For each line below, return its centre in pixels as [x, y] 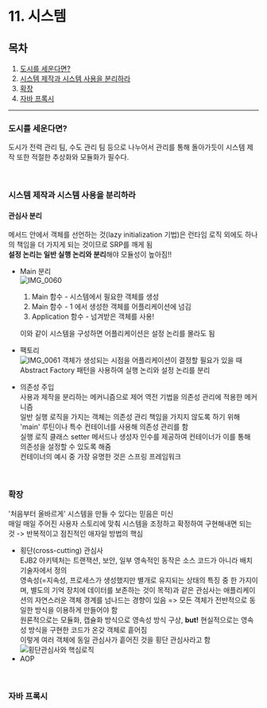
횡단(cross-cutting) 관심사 [61, 550]
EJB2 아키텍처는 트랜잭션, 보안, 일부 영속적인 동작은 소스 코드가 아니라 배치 [136, 560]
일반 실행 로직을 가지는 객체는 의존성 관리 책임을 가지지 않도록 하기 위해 [130, 417]
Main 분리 [35, 272]
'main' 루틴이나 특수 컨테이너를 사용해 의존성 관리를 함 [104, 427]
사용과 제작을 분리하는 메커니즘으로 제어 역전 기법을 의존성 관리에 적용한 [131, 397]
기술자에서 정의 [43, 570]
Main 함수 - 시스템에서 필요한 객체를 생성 [95, 297]
